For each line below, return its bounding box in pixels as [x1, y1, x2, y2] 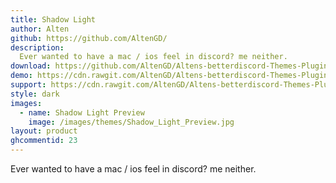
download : [10, 61, 52, 71]
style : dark [10, 89, 60, 99]
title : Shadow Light [10, 14, 97, 25]
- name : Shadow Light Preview [19, 107, 145, 118]
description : [10, 42, 65, 53]
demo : [10, 71, 33, 81]
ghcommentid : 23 [10, 136, 78, 146]
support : [10, 80, 47, 90]
